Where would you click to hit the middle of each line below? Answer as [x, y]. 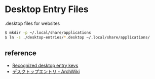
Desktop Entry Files [47, 9]
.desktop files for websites [32, 23]
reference [21, 53]
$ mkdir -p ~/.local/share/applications [48, 32]
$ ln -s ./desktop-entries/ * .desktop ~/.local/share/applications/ [77, 37]
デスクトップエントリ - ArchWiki [46, 71]
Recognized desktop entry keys [45, 65]
